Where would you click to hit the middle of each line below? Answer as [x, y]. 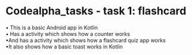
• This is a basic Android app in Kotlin [52, 27]
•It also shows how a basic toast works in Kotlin [64, 47]
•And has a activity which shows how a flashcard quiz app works [86, 40]
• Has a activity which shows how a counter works [68, 33]
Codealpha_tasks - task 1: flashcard [96, 11]
